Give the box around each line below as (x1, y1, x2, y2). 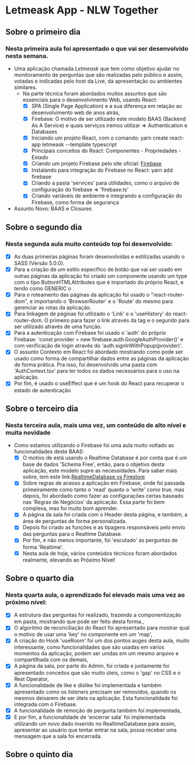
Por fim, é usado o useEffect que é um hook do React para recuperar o (13, 380, 184, 387)
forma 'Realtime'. (22, 543, 64, 550)
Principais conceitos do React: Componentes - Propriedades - (31, 147, 182, 154)
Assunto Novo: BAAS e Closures (13, 205, 92, 212)
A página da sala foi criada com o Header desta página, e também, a (22, 511, 188, 518)
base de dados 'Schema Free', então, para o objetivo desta (22, 461, 165, 468)
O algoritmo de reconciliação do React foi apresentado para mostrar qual (13, 624, 190, 631)
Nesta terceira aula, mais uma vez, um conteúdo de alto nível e (5, 421, 186, 429)
